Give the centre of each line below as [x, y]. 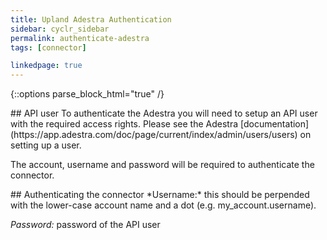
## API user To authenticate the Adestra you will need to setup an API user [164, 113]
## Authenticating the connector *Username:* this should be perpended [160, 195]
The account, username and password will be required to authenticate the [162, 165]
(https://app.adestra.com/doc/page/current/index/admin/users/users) [154, 135]
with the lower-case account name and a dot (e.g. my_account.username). [163, 205]
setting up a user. [46, 145]
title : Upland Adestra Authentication [91, 19]
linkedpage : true [46, 66]
